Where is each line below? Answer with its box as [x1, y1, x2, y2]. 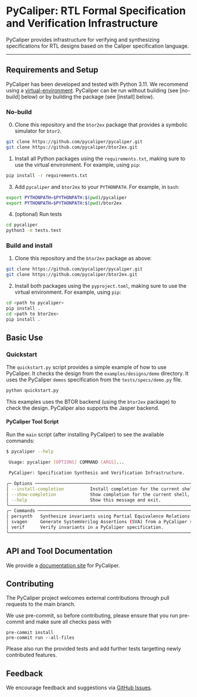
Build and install [6, 241, 53, 250]
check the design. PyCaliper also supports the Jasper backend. [6, 404, 159, 411]
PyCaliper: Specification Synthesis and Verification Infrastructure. [8, 470, 185, 476]
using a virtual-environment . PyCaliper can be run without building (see [6, 87, 179, 94]
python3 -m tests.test [6, 228, 62, 234]
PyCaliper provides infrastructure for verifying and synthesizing [6, 36, 160, 43]
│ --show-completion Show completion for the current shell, [6, 492, 191, 497]
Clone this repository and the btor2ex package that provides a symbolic [14, 121, 188, 128]
